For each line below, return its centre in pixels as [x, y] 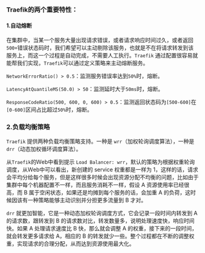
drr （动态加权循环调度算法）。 [44, 149]
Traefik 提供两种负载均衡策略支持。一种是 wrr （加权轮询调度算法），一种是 [100, 141]
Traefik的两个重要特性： [42, 9]
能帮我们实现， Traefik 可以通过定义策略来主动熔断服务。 [77, 63]
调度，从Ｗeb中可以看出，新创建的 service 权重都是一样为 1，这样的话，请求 [102, 170]
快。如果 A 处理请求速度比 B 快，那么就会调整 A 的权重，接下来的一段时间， [102, 229]
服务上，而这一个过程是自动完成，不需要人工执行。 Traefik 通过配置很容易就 [102, 56]
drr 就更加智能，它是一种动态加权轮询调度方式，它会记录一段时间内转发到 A [102, 213]
